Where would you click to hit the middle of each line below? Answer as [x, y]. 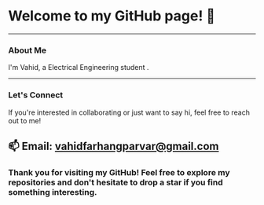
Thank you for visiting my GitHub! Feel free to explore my [119, 172]
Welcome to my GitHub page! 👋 [112, 16]
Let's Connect [36, 95]
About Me [27, 50]
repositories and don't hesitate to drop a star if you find [115, 182]
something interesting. [53, 192]
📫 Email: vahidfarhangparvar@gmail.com [114, 146]
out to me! [25, 120]
